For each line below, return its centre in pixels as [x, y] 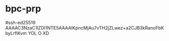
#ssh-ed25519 [20, 22]
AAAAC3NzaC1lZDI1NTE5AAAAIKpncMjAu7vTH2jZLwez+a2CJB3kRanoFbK [85, 27]
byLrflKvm [16, 33]
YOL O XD [38, 33]
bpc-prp [23, 9]
